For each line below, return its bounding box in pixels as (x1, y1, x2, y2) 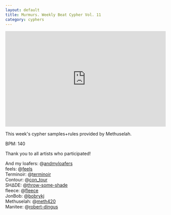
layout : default (5, 7, 40, 13)
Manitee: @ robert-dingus (5, 204, 59, 210)
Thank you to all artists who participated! (5, 151, 91, 157)
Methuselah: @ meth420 (5, 198, 56, 204)
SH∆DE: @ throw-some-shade (5, 182, 68, 189)
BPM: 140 (5, 141, 25, 147)
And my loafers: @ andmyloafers (5, 160, 73, 167)
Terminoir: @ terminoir (5, 171, 51, 177)
